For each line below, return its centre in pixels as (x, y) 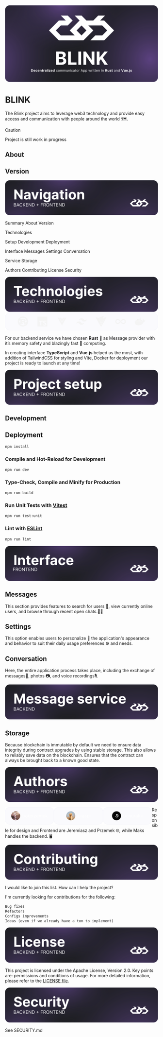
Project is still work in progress (36, 139)
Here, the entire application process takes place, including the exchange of (80, 671)
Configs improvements (27, 916)
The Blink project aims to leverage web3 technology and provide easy (75, 113)
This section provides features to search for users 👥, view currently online (79, 606)
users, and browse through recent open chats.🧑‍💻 (54, 611)
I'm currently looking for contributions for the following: (60, 897)
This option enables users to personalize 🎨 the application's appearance (77, 638)
